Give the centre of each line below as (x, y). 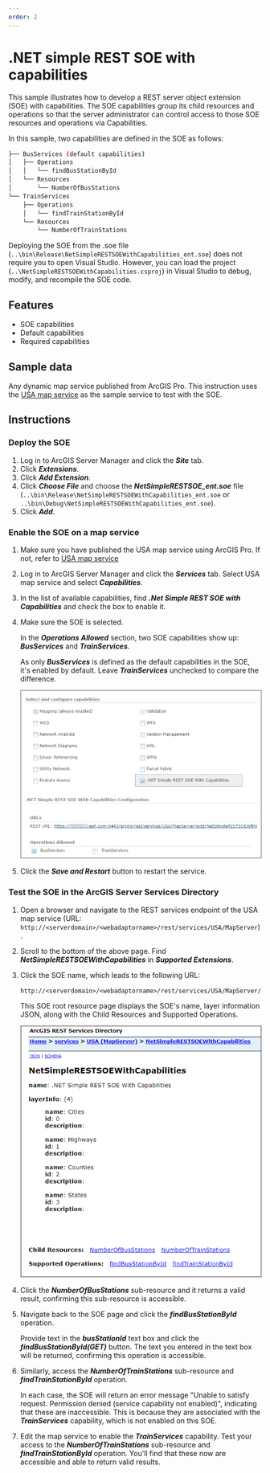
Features (31, 305)
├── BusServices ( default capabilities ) (77, 154)
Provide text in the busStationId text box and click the (109, 1338)
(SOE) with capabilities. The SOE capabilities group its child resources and (131, 105)
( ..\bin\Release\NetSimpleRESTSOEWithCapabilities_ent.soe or (125, 494)
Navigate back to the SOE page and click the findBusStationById (128, 1314)
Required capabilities (55, 342)
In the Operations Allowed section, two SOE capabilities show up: (129, 637)
